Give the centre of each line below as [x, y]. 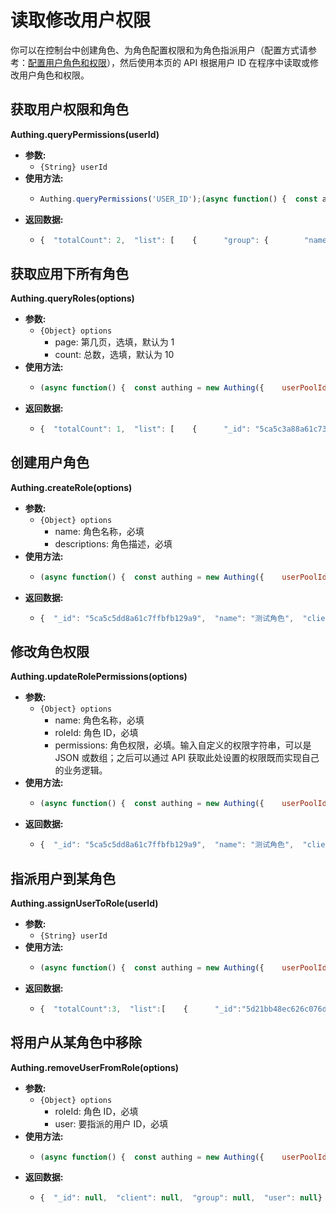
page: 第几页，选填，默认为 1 [114, 342]
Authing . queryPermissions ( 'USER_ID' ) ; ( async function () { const [178, 199]
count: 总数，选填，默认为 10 [114, 355]
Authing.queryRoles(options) [72, 298]
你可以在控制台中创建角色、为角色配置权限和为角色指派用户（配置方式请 [159, 50]
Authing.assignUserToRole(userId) [84, 903]
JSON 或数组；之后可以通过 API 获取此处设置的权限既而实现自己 [187, 758]
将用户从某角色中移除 [76, 1042]
